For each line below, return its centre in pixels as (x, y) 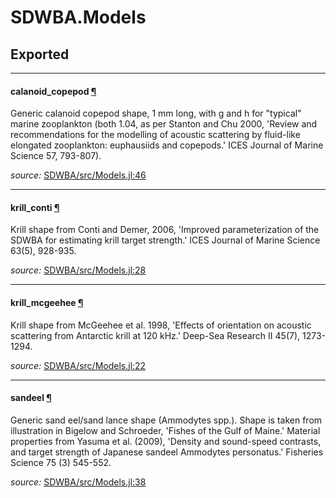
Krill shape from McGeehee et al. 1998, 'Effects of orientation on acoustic (161, 325)
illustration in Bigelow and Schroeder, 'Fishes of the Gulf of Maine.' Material (165, 430)
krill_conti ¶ (35, 207)
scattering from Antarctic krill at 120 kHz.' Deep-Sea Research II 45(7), (155, 335)
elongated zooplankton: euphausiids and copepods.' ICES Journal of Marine (167, 145)
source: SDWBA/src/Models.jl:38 (78, 482)
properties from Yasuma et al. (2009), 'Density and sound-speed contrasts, (166, 441)
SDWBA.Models (78, 17)
